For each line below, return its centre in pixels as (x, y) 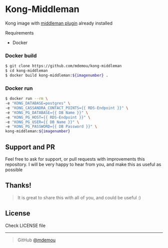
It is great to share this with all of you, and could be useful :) (79, 197)
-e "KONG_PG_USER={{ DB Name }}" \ (42, 122)
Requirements (19, 33)
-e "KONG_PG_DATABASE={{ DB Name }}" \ (47, 112)
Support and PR (30, 147)
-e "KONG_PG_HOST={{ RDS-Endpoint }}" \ (48, 117)
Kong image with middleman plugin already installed (59, 23)
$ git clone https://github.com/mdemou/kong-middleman (63, 66)
